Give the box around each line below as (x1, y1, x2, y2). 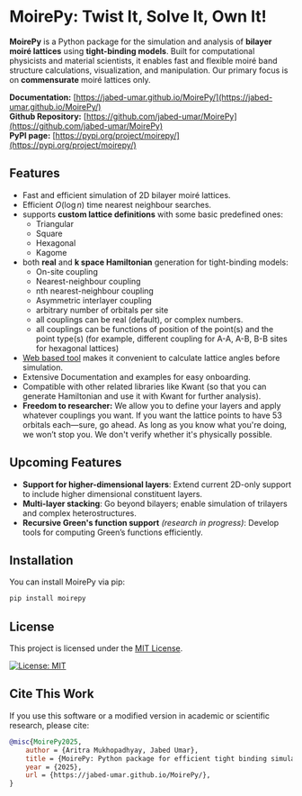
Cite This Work (9, 686, 94, 701)
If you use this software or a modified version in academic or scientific (9, 710, 270, 721)
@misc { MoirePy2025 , (9, 737, 83, 746)
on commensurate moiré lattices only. (9, 74, 151, 85)
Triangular (35, 218, 75, 229)
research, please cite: (9, 719, 90, 730)
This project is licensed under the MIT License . (9, 643, 183, 654)
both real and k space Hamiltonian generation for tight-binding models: (22, 257, 289, 267)
